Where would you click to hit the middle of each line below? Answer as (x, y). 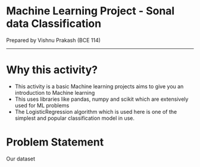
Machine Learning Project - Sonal (90, 11)
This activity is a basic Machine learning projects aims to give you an (99, 86)
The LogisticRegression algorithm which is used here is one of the (96, 112)
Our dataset (21, 159)
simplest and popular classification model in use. (75, 118)
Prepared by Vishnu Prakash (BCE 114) (54, 40)
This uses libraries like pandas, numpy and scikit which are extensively (101, 99)
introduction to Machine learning (55, 92)
